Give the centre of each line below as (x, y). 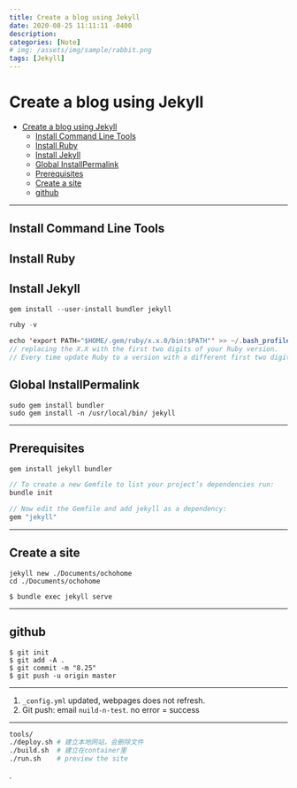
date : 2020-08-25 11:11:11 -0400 (71, 26)
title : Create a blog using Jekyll (75, 17)
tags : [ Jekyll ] (37, 58)
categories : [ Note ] (45, 42)
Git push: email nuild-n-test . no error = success (111, 709)
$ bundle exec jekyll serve (61, 597)
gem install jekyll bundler (61, 469)
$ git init (29, 652)
